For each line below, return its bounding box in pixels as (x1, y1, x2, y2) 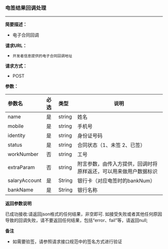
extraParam (7, 164, 35, 171)
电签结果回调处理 (5, 4, 46, 11)
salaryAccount (7, 177, 41, 184)
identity (7, 132, 26, 139)
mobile (7, 122, 24, 129)
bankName (7, 186, 33, 193)
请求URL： (5, 42, 27, 48)
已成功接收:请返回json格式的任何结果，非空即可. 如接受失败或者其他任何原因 (5, 211, 162, 217)
